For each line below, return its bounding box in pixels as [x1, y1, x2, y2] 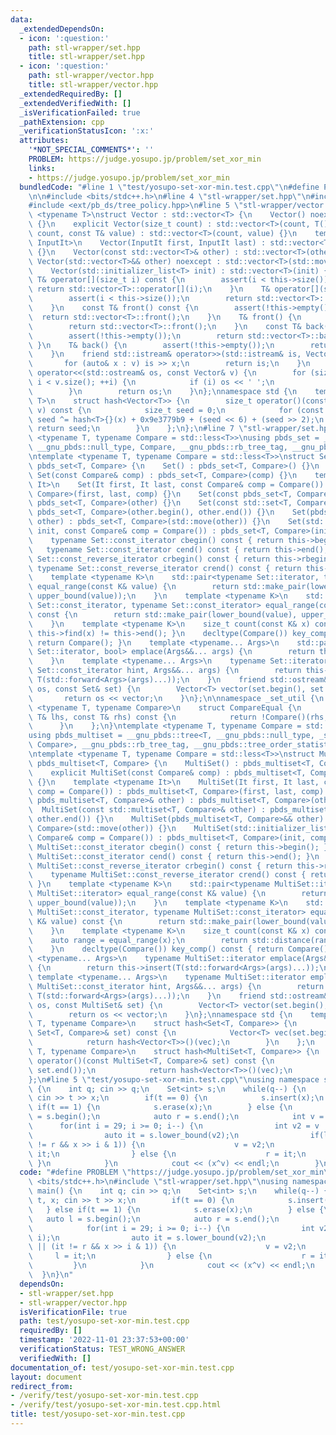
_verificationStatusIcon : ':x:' [19, 126, 155, 136]
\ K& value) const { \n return [28, 916, 186, 926]
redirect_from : [10, 1381, 74, 1391]
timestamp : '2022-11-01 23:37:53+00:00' [19, 1335, 190, 1345]
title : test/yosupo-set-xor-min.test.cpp [10, 1409, 186, 1420]
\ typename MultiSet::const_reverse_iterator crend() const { [28, 870, 307, 880]
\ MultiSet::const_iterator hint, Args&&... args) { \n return [28, 981, 325, 991]
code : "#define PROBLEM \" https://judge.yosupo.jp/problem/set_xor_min [19, 1167, 325, 1178]
